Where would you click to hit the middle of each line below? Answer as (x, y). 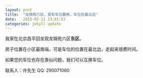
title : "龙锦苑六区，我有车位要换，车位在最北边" (52, 14)
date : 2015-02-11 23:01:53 (35, 19)
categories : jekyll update (33, 24)
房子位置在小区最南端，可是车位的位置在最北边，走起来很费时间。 (73, 49)
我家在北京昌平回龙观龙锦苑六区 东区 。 (44, 38)
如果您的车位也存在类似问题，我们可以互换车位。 (55, 60)
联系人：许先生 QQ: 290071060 (37, 70)
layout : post (19, 10)
